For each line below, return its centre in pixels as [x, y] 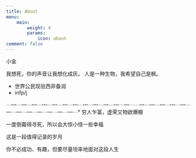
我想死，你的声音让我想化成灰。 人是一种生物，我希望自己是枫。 [84, 73]
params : [36, 33]
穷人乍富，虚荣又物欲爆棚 [112, 112]
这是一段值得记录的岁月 [34, 136]
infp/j [21, 92]
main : [23, 22]
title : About [22, 11]
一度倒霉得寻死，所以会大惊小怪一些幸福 [55, 124]
